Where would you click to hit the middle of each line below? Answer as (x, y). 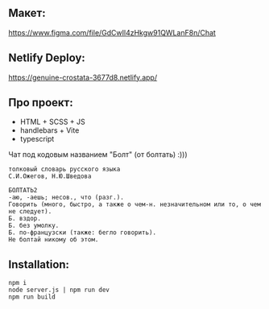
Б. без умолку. (34, 226)
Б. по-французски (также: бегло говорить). (83, 233)
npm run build (32, 297)
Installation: (39, 264)
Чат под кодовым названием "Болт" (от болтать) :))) (98, 154)
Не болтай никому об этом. (54, 240)
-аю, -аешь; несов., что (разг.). (66, 198)
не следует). (30, 212)
